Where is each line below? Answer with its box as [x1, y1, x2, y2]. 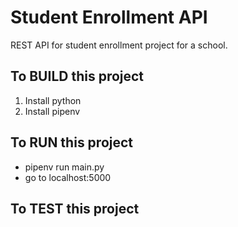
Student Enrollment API [10, 6, 208, 29]
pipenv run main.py [24, 161, 105, 173]
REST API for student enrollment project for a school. [10, 39, 228, 51]
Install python [24, 94, 82, 106]
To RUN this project [10, 134, 134, 151]
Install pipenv [24, 105, 81, 117]
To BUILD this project [10, 68, 145, 85]
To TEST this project [10, 200, 140, 217]
